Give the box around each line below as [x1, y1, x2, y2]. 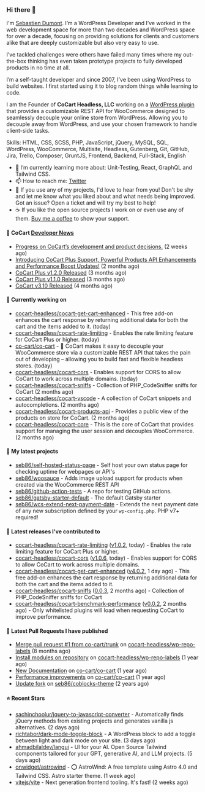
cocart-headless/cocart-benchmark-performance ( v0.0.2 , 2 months [15, 600, 187, 608]
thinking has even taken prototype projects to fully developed [27, 58, 182, 65]
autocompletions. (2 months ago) [15, 401, 100, 408]
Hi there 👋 [6, 6, 37, 14]
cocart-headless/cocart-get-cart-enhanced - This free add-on [15, 310, 173, 317]
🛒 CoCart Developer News [6, 229, 75, 236]
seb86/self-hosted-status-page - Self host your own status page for [15, 461, 188, 469]
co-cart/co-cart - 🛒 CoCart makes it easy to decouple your [15, 342, 164, 350]
